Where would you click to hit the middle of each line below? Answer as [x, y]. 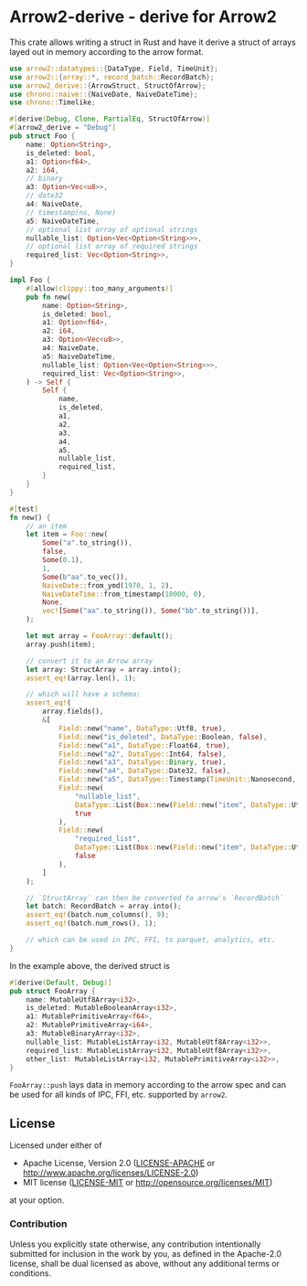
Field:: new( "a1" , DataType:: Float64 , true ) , [144, 745]
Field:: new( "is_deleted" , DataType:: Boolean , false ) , [163, 737]
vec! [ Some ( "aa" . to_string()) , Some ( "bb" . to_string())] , [151, 611]
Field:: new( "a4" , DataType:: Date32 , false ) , [144, 771]
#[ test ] [24, 509]
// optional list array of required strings [112, 247]
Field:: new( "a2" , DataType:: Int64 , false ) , [142, 754]
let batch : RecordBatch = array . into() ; [104, 907]
